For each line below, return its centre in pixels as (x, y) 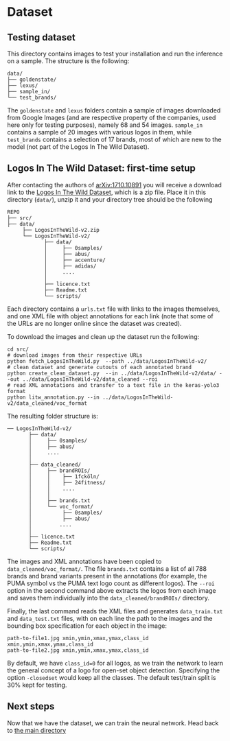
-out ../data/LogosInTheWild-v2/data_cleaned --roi (82, 379)
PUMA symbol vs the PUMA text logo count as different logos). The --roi (111, 583)
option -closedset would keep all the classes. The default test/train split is (112, 677)
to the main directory (37, 730)
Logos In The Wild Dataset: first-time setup (101, 168)
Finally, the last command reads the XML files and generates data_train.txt (115, 611)
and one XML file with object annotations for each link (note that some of (111, 316)
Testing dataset (41, 37)
